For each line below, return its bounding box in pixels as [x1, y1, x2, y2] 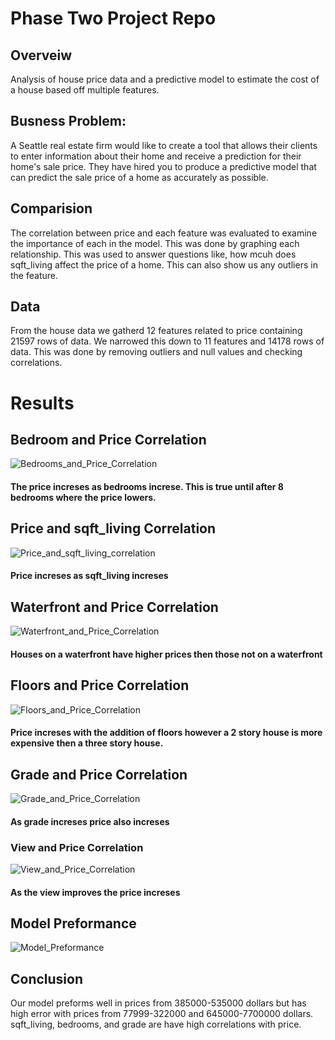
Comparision [10, 200, 93, 217]
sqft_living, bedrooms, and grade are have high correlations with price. [10, 1018, 302, 1031]
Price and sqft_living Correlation [10, 520, 217, 537]
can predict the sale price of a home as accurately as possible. [10, 171, 269, 183]
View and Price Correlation [10, 840, 144, 854]
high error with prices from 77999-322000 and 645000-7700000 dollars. [10, 1008, 314, 1020]
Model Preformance [10, 915, 137, 932]
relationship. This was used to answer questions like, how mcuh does [10, 248, 297, 260]
